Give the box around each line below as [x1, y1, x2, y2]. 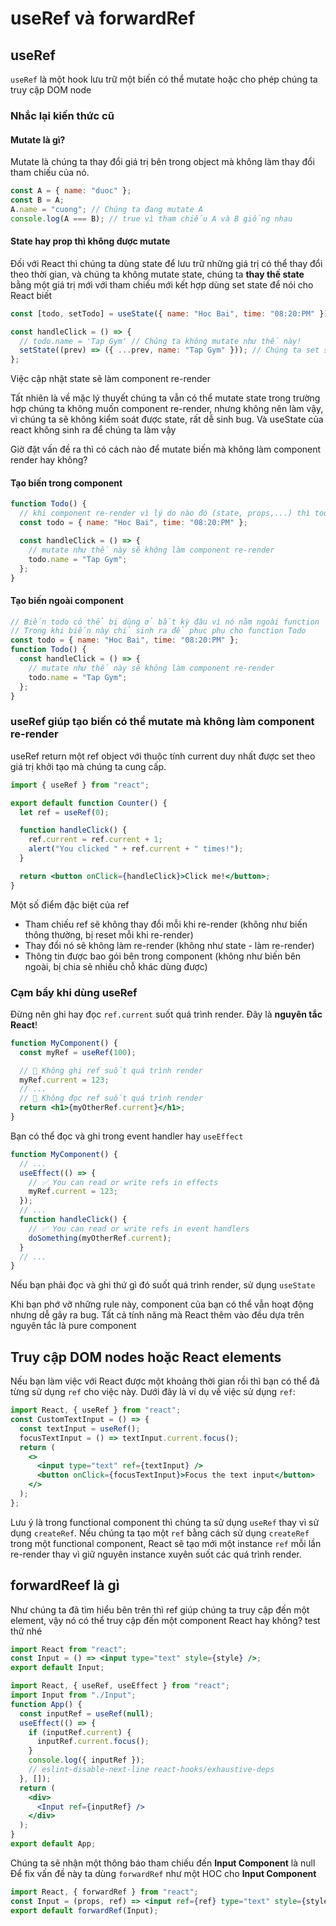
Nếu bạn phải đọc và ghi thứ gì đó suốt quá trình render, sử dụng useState [10, 1279, 316, 1291]
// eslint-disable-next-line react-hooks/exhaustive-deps [28, 1765, 275, 1775]
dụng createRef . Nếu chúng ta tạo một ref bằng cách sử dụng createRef [10, 1527, 310, 1539]
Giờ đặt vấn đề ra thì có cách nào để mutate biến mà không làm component [10, 443, 322, 456]
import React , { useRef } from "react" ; [10, 1405, 182, 1416]
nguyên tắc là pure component [10, 1320, 137, 1332]
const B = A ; [10, 195, 65, 205]
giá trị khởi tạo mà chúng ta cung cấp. [10, 760, 167, 772]
